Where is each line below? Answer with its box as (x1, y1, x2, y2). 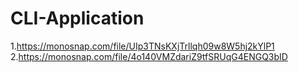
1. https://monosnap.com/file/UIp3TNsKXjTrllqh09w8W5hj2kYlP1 (10, 40, 275, 52)
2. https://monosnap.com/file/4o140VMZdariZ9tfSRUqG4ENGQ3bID (10, 50, 288, 62)
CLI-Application (10, 7, 145, 30)
